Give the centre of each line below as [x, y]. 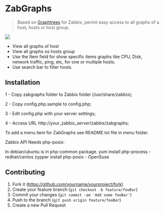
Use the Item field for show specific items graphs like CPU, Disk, [77, 57]
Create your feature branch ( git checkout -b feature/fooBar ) [75, 189]
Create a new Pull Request [39, 205]
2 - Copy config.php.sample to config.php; [48, 104]
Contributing [25, 172]
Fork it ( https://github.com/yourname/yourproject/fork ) [68, 184]
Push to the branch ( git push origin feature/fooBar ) [67, 200]
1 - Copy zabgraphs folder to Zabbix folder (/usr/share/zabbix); [69, 94]
